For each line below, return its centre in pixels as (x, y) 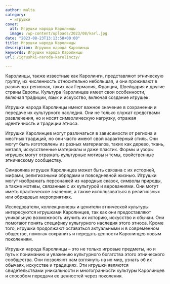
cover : (12, 24)
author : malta (20, 10)
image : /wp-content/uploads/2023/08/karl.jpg (59, 33)
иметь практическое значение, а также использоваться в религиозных (83, 192)
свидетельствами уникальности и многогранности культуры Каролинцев (85, 271)
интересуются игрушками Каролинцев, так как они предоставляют (78, 212)
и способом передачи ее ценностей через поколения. (64, 276)
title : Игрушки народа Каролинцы (40, 43)
